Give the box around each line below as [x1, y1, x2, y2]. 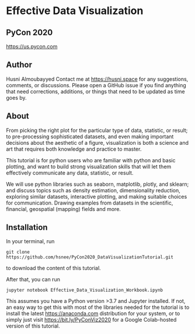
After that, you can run [6, 276, 60, 283]
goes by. [6, 94, 27, 101]
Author [6, 60, 32, 70]
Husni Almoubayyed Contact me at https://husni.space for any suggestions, [6, 75, 189, 83]
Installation [6, 223, 48, 233]
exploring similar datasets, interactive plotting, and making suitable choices [6, 193, 187, 200]
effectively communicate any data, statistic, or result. [6, 169, 134, 176]
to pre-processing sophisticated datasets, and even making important [6, 133, 174, 140]
